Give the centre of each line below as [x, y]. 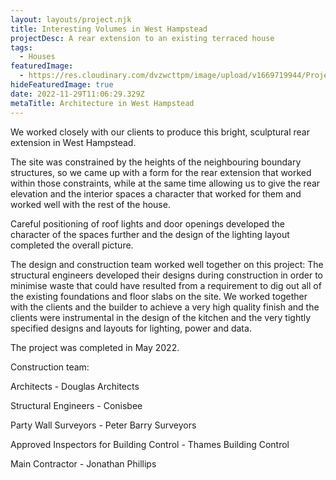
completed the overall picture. [72, 245]
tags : [21, 47]
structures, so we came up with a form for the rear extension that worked [161, 172]
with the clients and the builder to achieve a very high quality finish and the [165, 307]
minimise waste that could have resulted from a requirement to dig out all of [166, 285]
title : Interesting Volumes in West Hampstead [109, 29]
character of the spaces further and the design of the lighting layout [150, 234]
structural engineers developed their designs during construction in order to [167, 275]
